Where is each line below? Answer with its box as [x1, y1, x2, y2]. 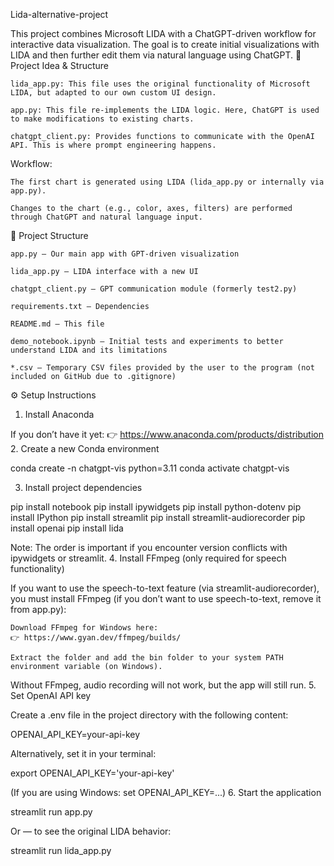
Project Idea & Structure [10, 60, 109, 71]
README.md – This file [10, 319, 105, 329]
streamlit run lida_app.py [10, 845, 112, 856]
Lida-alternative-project [10, 9, 109, 20]
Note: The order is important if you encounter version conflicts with [10, 542, 288, 553]
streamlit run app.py [10, 806, 93, 818]
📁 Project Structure [10, 230, 89, 241]
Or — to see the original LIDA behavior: [10, 825, 172, 837]
